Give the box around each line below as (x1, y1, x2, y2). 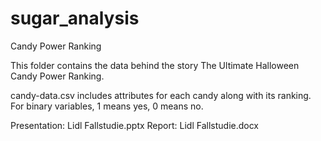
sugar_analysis (10, 7, 140, 30)
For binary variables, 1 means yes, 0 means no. (10, 100, 204, 112)
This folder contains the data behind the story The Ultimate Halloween (10, 59, 300, 71)
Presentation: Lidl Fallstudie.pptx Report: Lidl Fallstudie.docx (10, 119, 260, 131)
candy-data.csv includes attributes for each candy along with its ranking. (10, 89, 312, 101)
